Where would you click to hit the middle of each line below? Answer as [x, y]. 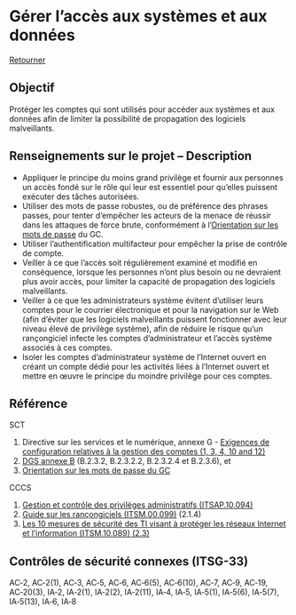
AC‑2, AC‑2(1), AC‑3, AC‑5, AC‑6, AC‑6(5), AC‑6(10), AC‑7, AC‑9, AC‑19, [139, 583]
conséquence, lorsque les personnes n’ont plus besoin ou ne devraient [152, 272]
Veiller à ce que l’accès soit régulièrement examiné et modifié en [140, 262]
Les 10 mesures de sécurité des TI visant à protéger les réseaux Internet [154, 524]
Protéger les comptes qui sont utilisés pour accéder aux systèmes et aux [142, 109]
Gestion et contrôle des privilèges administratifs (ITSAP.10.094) [137, 505]
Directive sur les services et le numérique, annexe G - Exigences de [146, 443]
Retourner [27, 60]
